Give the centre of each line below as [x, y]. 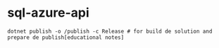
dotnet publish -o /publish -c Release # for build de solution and [110, 31]
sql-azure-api [48, 13]
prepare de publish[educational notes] [66, 37]
